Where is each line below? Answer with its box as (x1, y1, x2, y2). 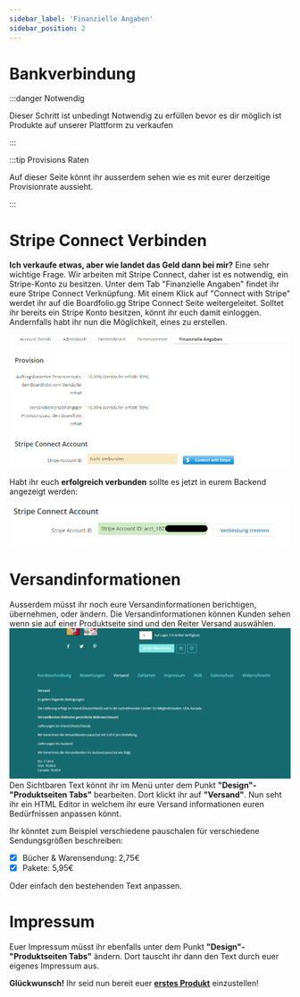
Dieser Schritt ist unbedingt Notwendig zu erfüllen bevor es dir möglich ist (9, 110, 282, 121)
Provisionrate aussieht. (9, 182, 94, 192)
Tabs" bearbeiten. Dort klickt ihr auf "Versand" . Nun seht (68, 788, 282, 800)
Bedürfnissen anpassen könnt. (9, 808, 122, 819)
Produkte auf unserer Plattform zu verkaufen (9, 120, 174, 131)
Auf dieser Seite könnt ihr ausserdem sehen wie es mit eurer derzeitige (9, 172, 271, 183)
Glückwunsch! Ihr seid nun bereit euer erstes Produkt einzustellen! (9, 977, 259, 988)
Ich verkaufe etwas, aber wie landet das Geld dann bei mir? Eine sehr (9, 260, 270, 270)
